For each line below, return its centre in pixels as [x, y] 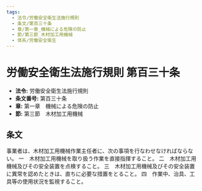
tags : [13, 12]
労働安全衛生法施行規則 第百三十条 [93, 73]
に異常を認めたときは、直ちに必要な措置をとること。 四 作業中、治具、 [98, 174]
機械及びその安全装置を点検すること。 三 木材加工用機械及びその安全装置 [101, 166]
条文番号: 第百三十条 [41, 98]
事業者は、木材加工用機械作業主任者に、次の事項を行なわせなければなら [97, 151]
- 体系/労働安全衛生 [34, 40]
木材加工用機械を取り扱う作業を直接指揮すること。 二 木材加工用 [113, 158]
